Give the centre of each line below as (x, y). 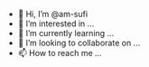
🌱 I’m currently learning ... (66, 33)
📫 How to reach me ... (60, 53)
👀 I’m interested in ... (56, 24)
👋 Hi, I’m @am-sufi (53, 14)
